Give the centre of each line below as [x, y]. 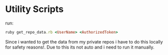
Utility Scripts [34, 9]
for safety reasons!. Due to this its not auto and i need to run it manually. [80, 47]
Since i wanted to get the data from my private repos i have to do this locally [84, 41]
